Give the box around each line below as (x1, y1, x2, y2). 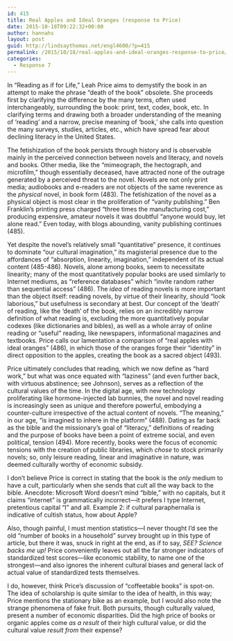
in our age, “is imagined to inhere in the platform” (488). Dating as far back (7, 416, 221, 424)
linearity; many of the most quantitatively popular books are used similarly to (7, 270, 226, 278)
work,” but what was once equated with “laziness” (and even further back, (7, 372, 220, 380)
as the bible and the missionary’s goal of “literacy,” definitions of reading (7, 423, 214, 431)
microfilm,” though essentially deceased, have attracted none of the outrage (7, 168, 225, 176)
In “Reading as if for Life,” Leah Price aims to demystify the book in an (7, 80, 207, 89)
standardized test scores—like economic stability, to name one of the (7, 553, 205, 562)
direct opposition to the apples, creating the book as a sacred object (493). (7, 351, 222, 359)
